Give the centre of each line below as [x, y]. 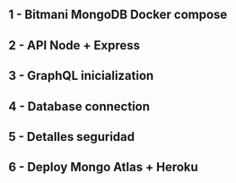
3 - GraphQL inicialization [81, 76]
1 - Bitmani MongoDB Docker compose [118, 15]
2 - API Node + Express [74, 45]
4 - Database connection [79, 106]
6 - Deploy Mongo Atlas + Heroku [103, 167]
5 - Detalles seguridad [72, 137]
